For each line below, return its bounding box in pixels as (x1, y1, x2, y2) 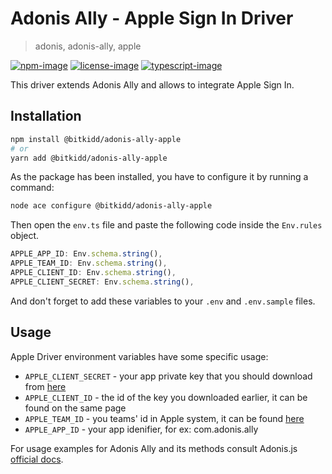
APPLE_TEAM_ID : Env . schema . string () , (10, 258, 168, 269)
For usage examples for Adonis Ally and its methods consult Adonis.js (10, 442, 298, 454)
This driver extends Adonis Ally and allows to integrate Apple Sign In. (10, 78, 295, 91)
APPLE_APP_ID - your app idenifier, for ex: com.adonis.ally (24, 423, 259, 435)
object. (10, 230, 40, 242)
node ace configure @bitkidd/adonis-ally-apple (10, 201, 213, 211)
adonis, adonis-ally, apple (34, 40, 142, 52)
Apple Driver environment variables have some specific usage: (10, 350, 269, 362)
